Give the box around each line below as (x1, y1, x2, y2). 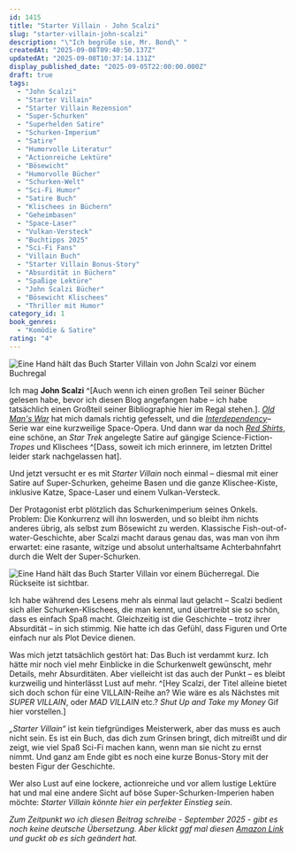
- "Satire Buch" (17, 194, 77, 204)
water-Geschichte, (9, 532, 77, 543)
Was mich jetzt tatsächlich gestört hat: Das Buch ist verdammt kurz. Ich (9, 649, 269, 660)
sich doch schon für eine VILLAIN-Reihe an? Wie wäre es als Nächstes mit (9, 687, 280, 698)
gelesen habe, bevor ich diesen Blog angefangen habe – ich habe (9, 394, 247, 405)
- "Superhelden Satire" (17, 120, 104, 129)
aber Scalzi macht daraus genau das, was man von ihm (78, 532, 280, 543)
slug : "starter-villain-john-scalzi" (9, 29, 148, 38)
